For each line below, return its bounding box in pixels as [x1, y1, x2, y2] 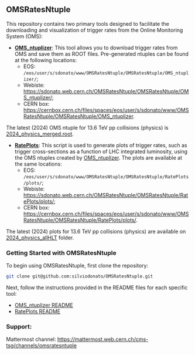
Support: [6, 322, 32, 330]
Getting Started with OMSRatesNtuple [6, 249, 117, 257]
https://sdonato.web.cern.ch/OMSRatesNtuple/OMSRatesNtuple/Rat [23, 191, 189, 198]
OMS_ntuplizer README [14, 302, 73, 309]
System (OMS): [6, 32, 43, 40]
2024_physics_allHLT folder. [6, 234, 74, 241]
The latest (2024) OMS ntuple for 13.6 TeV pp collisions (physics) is [6, 124, 169, 131]
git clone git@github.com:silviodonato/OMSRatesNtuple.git [6, 273, 153, 279]
